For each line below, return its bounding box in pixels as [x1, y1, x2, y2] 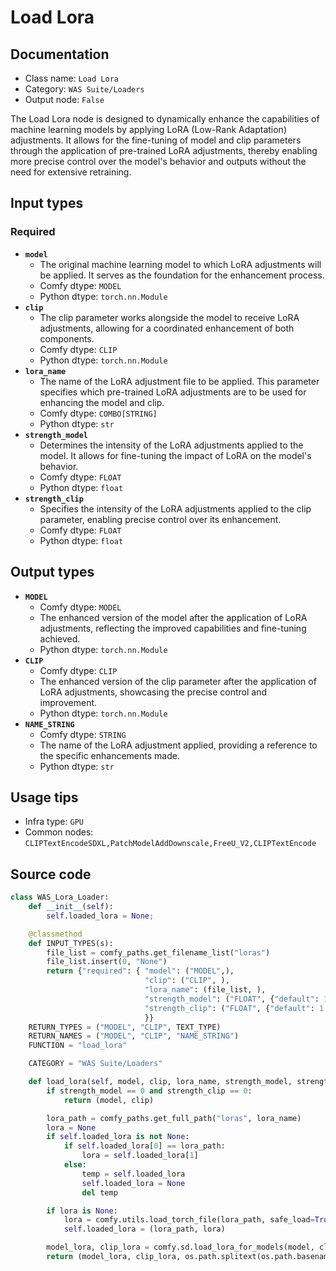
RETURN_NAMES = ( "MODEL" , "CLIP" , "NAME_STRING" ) [28, 1031, 240, 1041]
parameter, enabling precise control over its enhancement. [39, 513, 282, 525]
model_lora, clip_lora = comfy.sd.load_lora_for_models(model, [46, 1242, 315, 1253]
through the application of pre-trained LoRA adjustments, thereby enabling [10, 145, 318, 156]
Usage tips [10, 789, 79, 806]
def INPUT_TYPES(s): [28, 938, 114, 948]
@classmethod [28, 929, 83, 939]
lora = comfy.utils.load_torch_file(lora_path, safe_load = [63, 1215, 315, 1225]
